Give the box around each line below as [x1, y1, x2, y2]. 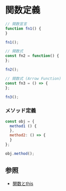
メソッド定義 [5, 107, 36, 114]
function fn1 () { [5, 26, 41, 31]
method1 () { [9, 123, 37, 128]
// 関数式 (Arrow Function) [5, 76, 61, 81]
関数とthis [12, 180, 33, 186]
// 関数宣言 [5, 21, 27, 26]
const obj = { [5, 118, 35, 124]
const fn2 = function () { [5, 53, 59, 58]
